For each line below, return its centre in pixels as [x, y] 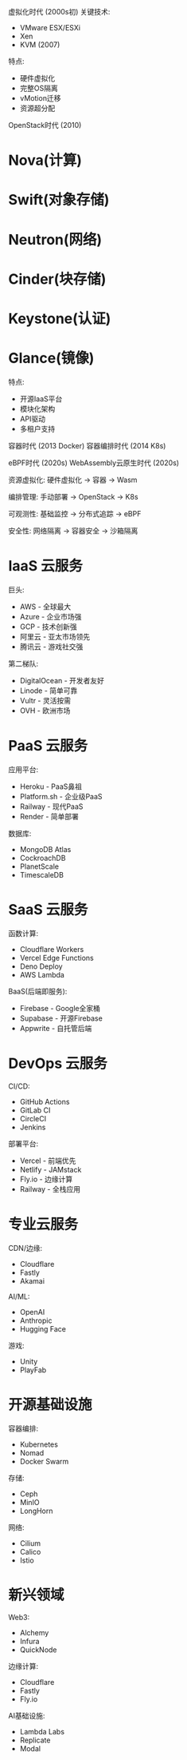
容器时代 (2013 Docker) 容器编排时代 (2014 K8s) [87, 445]
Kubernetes [39, 1444]
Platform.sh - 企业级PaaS [61, 796]
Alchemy [34, 1633]
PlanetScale [39, 866]
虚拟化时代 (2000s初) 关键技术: [59, 12]
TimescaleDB [41, 874]
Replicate [35, 1740]
